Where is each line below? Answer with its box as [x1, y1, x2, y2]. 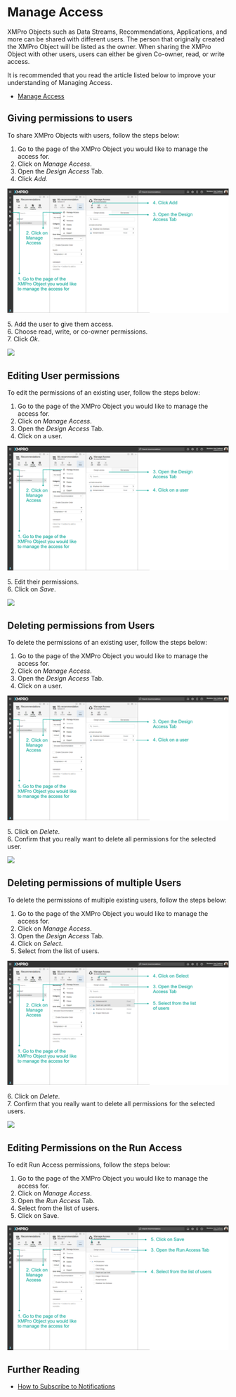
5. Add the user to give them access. [7, 320, 114, 329]
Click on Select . [17, 939, 63, 947]
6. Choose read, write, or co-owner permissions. [7, 327, 148, 336]
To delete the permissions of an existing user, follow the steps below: [7, 638, 208, 647]
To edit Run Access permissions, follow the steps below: [7, 1160, 171, 1169]
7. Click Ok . [7, 335, 40, 343]
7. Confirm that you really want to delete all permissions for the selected [7, 1100, 216, 1108]
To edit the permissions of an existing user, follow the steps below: [7, 388, 200, 397]
